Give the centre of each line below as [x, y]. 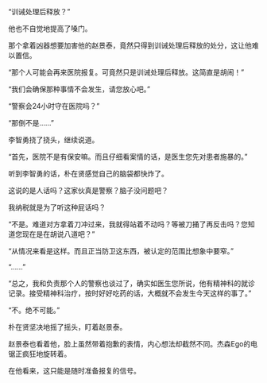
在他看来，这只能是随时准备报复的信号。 [74, 371]
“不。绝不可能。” [34, 310]
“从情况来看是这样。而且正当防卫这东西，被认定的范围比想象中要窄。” [121, 251]
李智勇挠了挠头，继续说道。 [54, 140]
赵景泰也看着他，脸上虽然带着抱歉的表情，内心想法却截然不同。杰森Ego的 [130, 344]
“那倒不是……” [31, 123]
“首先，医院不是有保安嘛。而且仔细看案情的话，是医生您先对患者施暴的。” [128, 157]
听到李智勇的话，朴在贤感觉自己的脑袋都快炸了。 [88, 174]
